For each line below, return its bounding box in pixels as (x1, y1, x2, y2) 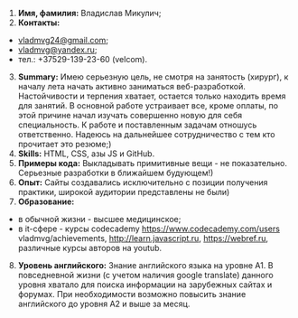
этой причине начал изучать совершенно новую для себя (17, 110, 243, 120)
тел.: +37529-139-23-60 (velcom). (17, 54, 147, 64)
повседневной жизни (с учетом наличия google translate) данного (17, 270, 274, 280)
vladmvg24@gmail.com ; (17, 35, 109, 45)
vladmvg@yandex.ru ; (17, 44, 98, 55)
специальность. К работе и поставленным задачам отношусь (17, 119, 257, 130)
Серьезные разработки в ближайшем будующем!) (17, 167, 214, 178)
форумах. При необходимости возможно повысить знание (17, 289, 247, 299)
